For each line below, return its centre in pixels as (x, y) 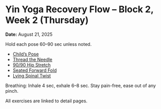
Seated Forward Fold (35, 70)
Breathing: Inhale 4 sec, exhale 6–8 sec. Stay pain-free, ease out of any (80, 86)
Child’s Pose (26, 54)
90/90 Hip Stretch (32, 65)
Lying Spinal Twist (32, 75)
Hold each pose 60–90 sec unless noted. (49, 44)
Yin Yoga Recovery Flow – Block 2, (79, 9)
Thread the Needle (32, 59)
